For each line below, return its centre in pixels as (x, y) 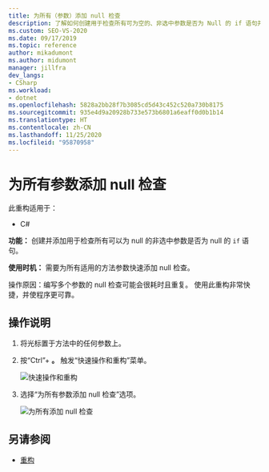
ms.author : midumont (43, 61)
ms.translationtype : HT (48, 120)
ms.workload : (30, 90)
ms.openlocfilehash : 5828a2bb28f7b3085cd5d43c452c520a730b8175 (116, 105)
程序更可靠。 (57, 295)
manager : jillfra (37, 68)
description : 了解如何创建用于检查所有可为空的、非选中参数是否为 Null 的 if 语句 (133, 23)
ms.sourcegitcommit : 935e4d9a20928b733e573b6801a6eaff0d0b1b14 (116, 113)
